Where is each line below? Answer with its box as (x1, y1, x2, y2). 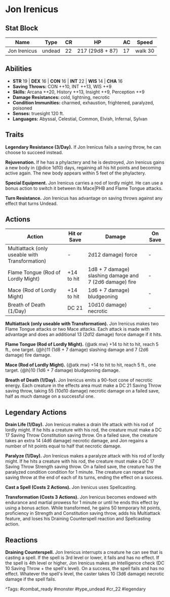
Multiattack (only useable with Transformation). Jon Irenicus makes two (5, 321, 159, 327)
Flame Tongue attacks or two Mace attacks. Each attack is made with (5, 326, 150, 332)
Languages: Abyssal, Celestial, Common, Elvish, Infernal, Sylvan (12, 116, 148, 122)
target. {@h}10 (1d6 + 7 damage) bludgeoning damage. (5, 367, 120, 373)
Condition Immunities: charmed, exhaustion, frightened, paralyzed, (12, 99, 154, 106)
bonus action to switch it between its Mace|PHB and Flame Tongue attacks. (5, 185, 163, 191)
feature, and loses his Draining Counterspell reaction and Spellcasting (5, 516, 151, 522)
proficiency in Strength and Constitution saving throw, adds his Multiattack (5, 510, 161, 516)
